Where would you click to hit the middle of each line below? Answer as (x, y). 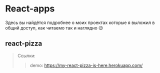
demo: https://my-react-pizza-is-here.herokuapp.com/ (86, 65)
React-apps (30, 9)
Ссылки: (26, 55)
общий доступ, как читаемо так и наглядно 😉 (54, 27)
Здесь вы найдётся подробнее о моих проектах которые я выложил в (80, 22)
